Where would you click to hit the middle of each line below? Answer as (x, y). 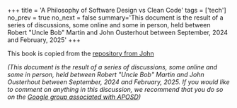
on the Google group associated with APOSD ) (74, 97)
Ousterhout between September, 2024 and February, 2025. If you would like (118, 82)
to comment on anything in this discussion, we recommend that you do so (115, 89)
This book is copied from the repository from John (81, 53)
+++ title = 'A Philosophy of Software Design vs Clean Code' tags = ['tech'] (117, 10)
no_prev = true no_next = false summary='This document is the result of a (116, 18)
